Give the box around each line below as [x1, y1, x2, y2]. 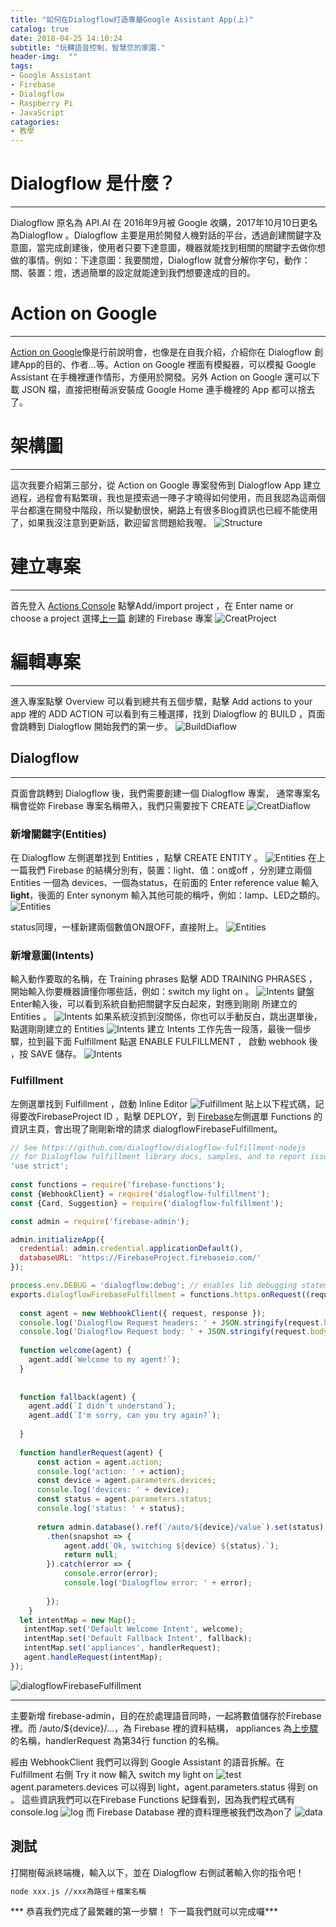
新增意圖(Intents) [10, 948, 95, 962]
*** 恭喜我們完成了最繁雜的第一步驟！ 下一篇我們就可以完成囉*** [10, 1906, 278, 1918]
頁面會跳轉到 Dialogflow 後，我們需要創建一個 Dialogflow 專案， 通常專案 [10, 787, 312, 799]
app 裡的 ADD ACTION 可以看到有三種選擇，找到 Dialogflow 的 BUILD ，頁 [10, 707, 317, 720]
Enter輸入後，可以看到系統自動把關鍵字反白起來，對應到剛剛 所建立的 [10, 998, 298, 1010]
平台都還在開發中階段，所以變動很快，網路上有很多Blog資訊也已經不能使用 [10, 504, 318, 516]
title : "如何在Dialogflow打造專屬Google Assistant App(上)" [10, 14, 254, 25]
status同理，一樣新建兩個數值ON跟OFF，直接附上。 [10, 921, 224, 933]
